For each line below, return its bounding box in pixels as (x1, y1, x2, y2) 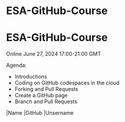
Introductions (14, 73, 47, 80)
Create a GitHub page (14, 92, 68, 99)
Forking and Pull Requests (14, 86, 78, 93)
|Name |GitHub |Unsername (6, 110, 74, 117)
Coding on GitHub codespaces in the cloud (14, 79, 120, 86)
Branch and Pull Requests (14, 98, 78, 105)
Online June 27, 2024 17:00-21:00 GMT (6, 50, 101, 57)
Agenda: (6, 62, 27, 69)
